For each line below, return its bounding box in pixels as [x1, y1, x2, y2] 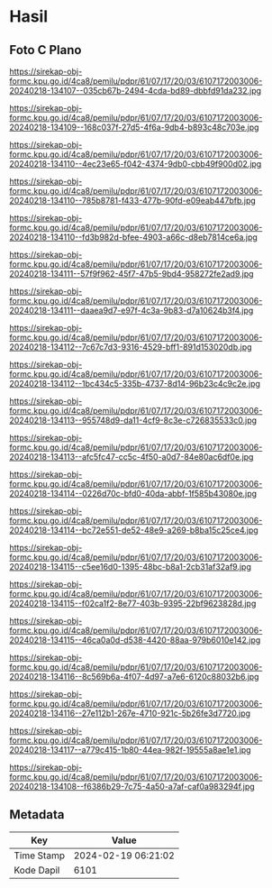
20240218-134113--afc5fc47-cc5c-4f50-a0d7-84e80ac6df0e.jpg [9, 452, 254, 462]
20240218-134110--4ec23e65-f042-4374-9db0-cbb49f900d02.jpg [9, 159, 262, 169]
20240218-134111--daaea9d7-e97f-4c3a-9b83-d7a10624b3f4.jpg [9, 305, 254, 316]
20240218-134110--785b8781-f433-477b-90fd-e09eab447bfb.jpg [9, 196, 257, 206]
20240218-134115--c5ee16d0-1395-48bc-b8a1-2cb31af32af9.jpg [9, 562, 252, 572]
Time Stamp [14, 849, 66, 862]
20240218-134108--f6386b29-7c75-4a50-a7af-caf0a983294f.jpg [9, 782, 255, 792]
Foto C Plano [9, 42, 82, 58]
